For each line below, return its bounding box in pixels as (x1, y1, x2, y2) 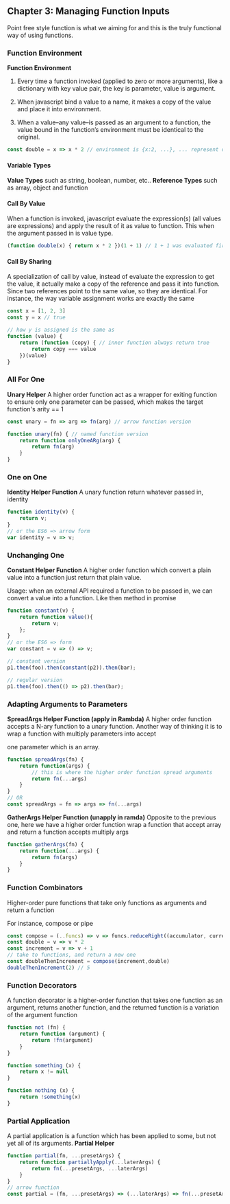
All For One (7, 374, 45, 384)
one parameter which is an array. (7, 742, 101, 751)
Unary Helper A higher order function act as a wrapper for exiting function (7, 390, 218, 398)
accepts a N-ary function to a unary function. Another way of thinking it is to (7, 722, 222, 730)
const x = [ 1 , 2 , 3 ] (7, 308, 66, 315)
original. (16, 133, 40, 141)
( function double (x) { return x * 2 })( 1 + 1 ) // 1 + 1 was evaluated (7, 242, 213, 249)
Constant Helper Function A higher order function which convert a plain (7, 566, 212, 574)
